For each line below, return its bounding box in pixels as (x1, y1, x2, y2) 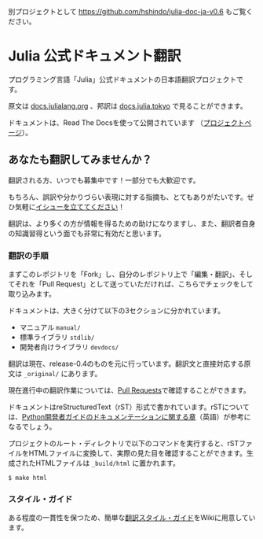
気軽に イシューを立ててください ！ (14, 201, 126, 211)
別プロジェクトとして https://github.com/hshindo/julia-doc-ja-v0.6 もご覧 (8, 7, 247, 16)
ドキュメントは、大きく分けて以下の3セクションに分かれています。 (8, 306, 225, 316)
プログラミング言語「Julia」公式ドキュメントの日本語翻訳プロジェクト (8, 74, 237, 84)
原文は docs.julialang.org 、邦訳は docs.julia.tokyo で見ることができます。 (8, 101, 247, 110)
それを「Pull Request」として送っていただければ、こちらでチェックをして (14, 279, 254, 289)
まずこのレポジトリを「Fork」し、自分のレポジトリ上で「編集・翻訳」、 (8, 270, 239, 279)
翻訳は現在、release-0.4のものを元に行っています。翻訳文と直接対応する (8, 359, 245, 368)
